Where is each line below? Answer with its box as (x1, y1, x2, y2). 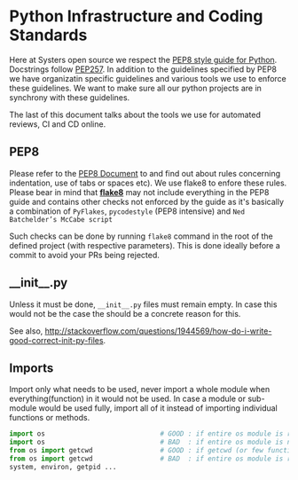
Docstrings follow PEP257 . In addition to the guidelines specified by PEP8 (9, 64, 278, 75)
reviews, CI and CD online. (9, 118, 106, 130)
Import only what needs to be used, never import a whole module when (9, 384, 271, 395)
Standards (9, 25, 88, 45)
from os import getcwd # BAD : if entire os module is (9, 454, 284, 463)
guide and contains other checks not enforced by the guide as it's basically (9, 196, 285, 207)
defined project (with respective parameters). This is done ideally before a (9, 240, 281, 250)
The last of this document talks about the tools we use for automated (9, 109, 262, 120)
